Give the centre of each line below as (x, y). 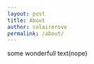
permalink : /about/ (36, 33)
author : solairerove (38, 27)
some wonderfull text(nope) (47, 53)
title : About (26, 20)
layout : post (26, 14)
